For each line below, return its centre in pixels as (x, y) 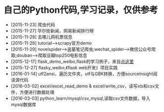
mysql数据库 (23, 104)
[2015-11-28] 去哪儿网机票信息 (41, 37)
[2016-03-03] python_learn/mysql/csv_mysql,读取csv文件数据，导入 (81, 98)
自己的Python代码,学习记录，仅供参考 (81, 10)
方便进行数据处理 (37, 92)
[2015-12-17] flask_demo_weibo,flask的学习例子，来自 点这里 (72, 61)
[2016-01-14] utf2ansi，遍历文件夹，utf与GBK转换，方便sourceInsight (82, 74)
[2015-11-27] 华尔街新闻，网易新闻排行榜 (52, 30)
